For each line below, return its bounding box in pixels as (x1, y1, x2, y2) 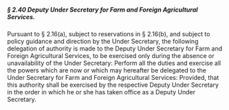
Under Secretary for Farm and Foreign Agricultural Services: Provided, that (7, 73, 219, 81)
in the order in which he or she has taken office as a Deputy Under (7, 87, 196, 96)
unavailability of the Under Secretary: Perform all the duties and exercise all (7, 59, 221, 67)
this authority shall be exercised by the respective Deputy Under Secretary (7, 81, 219, 89)
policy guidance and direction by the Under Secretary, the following (7, 37, 199, 45)
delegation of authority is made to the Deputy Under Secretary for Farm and (7, 44, 223, 53)
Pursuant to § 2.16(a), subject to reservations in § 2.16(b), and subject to (7, 29, 210, 38)
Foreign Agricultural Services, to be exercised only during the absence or (7, 51, 215, 59)
